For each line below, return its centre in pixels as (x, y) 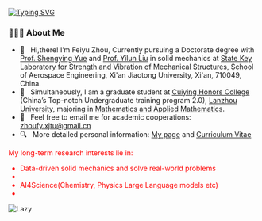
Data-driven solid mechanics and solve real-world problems (118, 168)
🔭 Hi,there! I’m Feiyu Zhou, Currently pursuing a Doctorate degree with (137, 50)
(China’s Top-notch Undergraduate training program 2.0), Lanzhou (129, 101)
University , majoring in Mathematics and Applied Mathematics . (122, 109)
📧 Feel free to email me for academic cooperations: (106, 117)
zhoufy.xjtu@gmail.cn (55, 126)
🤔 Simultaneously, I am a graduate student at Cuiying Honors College (135, 92)
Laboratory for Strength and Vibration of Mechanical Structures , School (137, 67)
